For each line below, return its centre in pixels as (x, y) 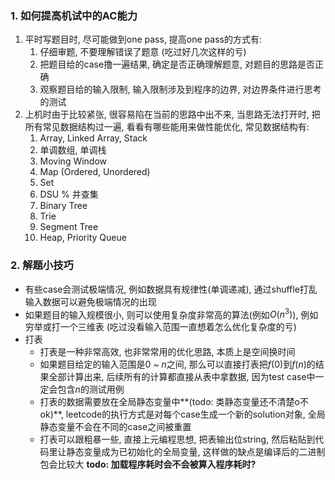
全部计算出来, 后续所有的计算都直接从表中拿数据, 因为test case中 (182, 377)
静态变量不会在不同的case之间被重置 (115, 427)
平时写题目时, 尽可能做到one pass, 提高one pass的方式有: (143, 39)
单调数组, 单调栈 (73, 150)
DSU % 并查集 (69, 194)
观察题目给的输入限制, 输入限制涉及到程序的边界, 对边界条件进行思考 (180, 89)
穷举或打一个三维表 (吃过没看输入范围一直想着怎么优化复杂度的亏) (160, 327)
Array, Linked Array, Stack (93, 138)
